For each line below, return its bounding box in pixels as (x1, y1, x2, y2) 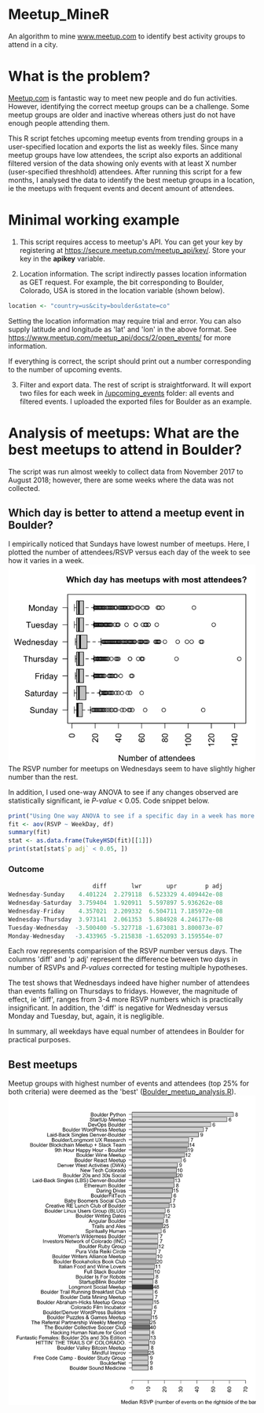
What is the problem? (8, 68, 151, 86)
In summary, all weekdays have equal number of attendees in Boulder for (8, 1027, 245, 1036)
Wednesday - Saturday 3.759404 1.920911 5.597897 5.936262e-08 (8, 899, 223, 907)
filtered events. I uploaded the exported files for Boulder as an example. (19, 397, 252, 406)
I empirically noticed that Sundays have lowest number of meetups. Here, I (8, 540, 250, 549)
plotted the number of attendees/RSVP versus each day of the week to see (8, 547, 251, 557)
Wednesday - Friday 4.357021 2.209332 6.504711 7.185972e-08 (8, 907, 223, 915)
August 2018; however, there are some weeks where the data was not (8, 475, 234, 485)
